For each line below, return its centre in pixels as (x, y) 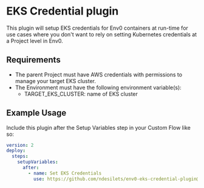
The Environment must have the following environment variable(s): (98, 87)
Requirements (33, 60)
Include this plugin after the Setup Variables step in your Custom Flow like (99, 127)
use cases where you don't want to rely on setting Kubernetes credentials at (102, 34)
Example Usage (36, 113)
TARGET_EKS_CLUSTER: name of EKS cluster (81, 94)
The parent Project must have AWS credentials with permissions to (99, 75)
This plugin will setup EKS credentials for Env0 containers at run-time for (97, 28)
